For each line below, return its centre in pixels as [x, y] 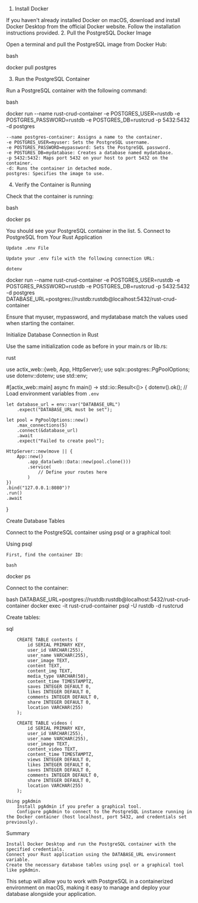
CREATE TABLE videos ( [45, 723]
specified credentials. [36, 849]
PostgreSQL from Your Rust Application [54, 237]
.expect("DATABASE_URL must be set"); [65, 410]
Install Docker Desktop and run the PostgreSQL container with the [91, 844]
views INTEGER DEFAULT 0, [60, 759]
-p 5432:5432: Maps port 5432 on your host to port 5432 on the [87, 158]
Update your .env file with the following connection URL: [81, 259]
